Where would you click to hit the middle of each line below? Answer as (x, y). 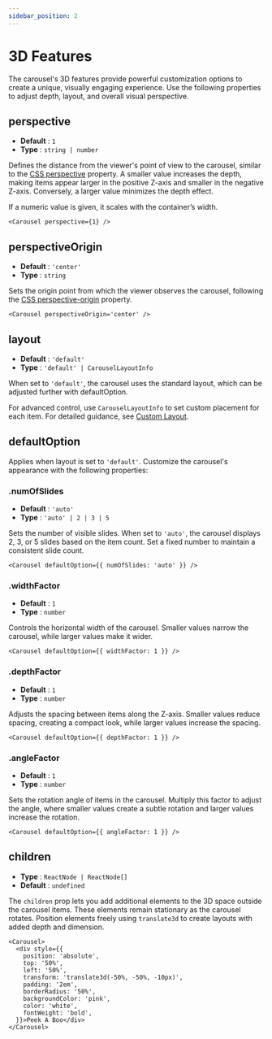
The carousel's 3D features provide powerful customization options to (125, 79)
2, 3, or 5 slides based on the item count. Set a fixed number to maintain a (132, 542)
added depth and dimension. (56, 927)
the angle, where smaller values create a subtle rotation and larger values (131, 809)
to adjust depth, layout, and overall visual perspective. (99, 96)
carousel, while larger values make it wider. (80, 637)
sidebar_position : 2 (43, 16)
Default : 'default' (52, 359)
